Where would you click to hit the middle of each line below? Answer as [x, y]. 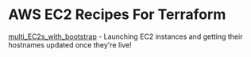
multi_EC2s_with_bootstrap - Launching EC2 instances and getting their [125, 36]
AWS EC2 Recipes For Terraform [117, 15]
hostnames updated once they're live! [70, 44]
